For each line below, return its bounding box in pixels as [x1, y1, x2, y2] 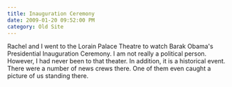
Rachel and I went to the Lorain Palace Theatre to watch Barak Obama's [7, 42, 214, 51]
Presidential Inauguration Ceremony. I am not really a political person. [7, 49, 207, 58]
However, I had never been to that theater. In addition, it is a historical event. [7, 57, 226, 65]
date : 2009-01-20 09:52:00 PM [7, 17, 95, 24]
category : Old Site [7, 23, 64, 30]
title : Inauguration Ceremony [7, 10, 95, 17]
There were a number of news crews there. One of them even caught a [7, 64, 211, 73]
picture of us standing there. [7, 72, 89, 80]
